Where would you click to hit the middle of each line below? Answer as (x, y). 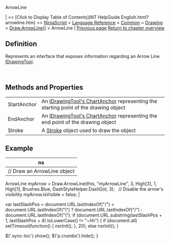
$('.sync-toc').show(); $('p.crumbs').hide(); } (52, 236)
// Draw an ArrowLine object (41, 171)
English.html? (135, 17)
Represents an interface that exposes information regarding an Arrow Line (82, 56)
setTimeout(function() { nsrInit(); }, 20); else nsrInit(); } (62, 226)
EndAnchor (21, 119)
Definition (21, 44)
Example (19, 149)
